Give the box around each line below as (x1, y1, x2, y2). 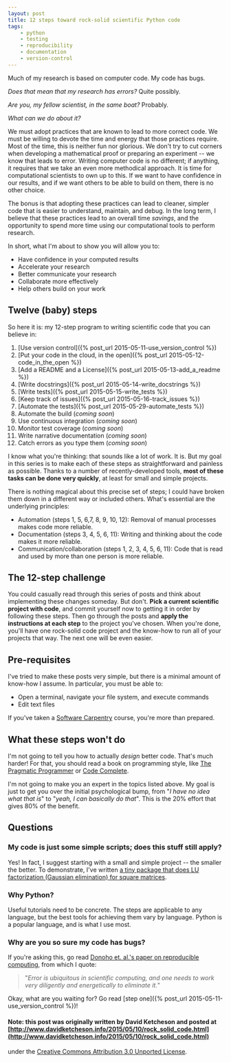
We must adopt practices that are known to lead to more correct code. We (8, 127, 219, 135)
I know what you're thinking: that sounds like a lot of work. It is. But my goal (8, 452, 222, 460)
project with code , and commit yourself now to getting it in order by (8, 604, 201, 613)
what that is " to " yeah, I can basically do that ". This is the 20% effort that (8, 795, 216, 803)
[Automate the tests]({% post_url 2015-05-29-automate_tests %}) (17, 402, 205, 410)
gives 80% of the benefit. (8, 802, 80, 810)
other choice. (8, 185, 45, 194)
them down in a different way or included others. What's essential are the (8, 494, 216, 503)
